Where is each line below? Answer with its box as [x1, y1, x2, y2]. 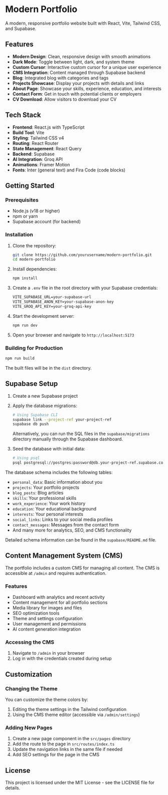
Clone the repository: [12, 242, 57, 248]
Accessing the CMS [5, 639, 54, 646]
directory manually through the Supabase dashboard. [12, 436, 123, 442]
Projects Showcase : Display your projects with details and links [12, 80, 144, 86]
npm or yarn [12, 213, 38, 219]
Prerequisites [5, 196, 39, 203]
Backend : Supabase [12, 151, 55, 157]
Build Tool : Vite [12, 129, 45, 135]
